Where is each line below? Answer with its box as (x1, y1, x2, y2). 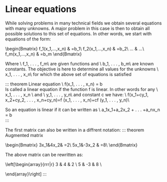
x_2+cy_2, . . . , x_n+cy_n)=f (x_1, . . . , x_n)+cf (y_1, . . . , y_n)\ (5, 96, 130, 103)
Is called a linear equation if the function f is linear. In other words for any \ (5, 86, 158, 92)
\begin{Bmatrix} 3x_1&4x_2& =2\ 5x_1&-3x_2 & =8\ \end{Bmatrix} (5, 141, 138, 148)
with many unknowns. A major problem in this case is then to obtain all (5, 25, 150, 31)
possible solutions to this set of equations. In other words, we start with (5, 30, 152, 36)
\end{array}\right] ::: (5, 171, 47, 177)
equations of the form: (5, 36, 51, 42)
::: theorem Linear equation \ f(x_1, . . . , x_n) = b (5, 81, 103, 87)
